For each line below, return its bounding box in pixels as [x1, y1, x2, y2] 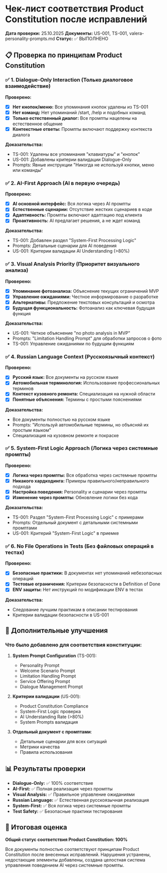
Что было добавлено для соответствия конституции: [5, 641, 142, 648]
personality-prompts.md [5, 36, 55, 42]
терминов [12, 385, 34, 391]
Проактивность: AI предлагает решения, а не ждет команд [12, 217, 140, 224]
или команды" [12, 167, 43, 173]
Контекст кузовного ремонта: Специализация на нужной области [12, 391, 155, 397]
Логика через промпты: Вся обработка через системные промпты [12, 472, 157, 478]
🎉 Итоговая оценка [5, 823, 67, 832]
